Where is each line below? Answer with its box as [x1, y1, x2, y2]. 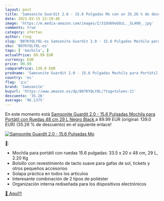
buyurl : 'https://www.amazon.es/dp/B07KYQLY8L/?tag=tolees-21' [5, 89, 137, 94]
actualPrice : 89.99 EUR [5, 52, 54, 58]
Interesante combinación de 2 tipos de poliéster [12, 176, 108, 182]
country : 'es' [5, 75, 34, 80]
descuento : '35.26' [5, 93, 45, 98]
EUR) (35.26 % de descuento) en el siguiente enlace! [5, 121, 112, 127]
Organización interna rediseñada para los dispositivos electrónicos [12, 181, 146, 187]
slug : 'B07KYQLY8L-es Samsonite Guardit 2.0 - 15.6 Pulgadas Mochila [5, 39, 150, 44]
